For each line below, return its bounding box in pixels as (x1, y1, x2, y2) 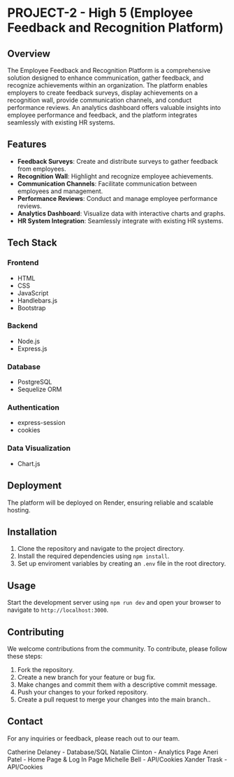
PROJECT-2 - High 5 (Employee (7, 5, 193, 21)
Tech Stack (7, 237, 57, 249)
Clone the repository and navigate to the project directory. (17, 545, 185, 553)
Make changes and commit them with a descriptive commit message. (17, 680, 218, 689)
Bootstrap (17, 303, 46, 312)
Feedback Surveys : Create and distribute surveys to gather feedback (17, 157, 219, 165)
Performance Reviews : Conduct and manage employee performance (17, 194, 218, 202)
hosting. (7, 505, 31, 514)
